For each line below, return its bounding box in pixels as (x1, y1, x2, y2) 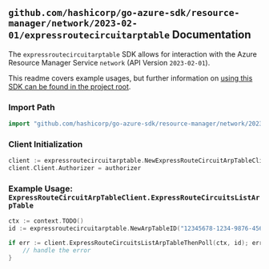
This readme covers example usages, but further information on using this (8, 73, 253, 83)
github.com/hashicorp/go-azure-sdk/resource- (8, 7, 240, 19)
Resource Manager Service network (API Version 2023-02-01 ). (8, 57, 211, 67)
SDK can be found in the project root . (8, 81, 131, 91)
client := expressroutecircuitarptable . (8, 156, 146, 165)
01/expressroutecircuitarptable (8, 30, 171, 42)
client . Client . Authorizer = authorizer (8, 164, 142, 172)
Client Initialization (8, 138, 83, 149)
